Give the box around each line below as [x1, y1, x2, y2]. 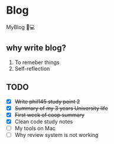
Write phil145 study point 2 [14, 98, 80, 105]
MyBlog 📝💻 [6, 23, 35, 30]
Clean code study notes [14, 118, 73, 125]
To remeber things [14, 59, 60, 66]
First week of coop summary [14, 111, 84, 119]
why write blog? [6, 43, 67, 53]
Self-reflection [14, 65, 50, 72]
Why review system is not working [14, 131, 99, 138]
